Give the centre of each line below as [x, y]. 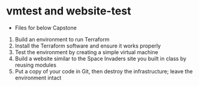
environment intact [38, 78]
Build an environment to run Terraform [62, 39]
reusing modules [36, 65]
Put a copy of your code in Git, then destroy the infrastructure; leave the [104, 71]
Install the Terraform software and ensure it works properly [88, 46]
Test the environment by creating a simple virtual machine [87, 52]
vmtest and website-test [69, 11]
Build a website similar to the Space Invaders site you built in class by [101, 58]
